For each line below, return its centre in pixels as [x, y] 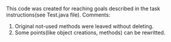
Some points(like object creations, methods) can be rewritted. [90, 33]
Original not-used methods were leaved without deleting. [84, 26]
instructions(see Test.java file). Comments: [58, 15]
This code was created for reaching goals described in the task [83, 9]
